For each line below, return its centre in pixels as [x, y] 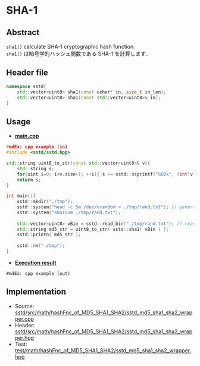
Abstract [23, 32]
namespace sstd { [26, 86]
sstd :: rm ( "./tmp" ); [41, 246]
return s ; [29, 180]
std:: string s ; [36, 168]
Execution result [35, 262]
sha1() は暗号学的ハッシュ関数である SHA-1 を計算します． [79, 54]
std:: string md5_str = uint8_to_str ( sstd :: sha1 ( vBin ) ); [93, 229]
